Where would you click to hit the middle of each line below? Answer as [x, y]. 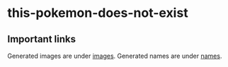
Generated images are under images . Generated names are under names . [115, 56]
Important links [42, 39]
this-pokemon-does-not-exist [98, 13]
